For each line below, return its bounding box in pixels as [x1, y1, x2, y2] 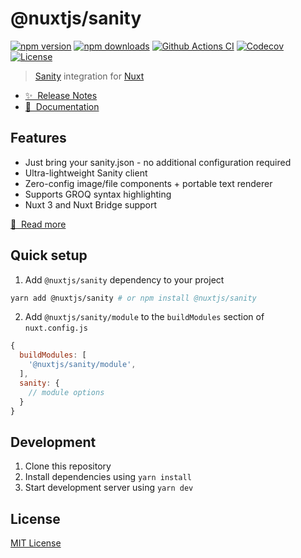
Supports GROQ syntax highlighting [24, 188, 172, 200]
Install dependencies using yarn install [24, 471, 192, 483]
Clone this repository [24, 460, 112, 472]
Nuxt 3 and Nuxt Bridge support [24, 198, 158, 211]
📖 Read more [10, 218, 67, 230]
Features [10, 130, 67, 147]
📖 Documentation [24, 100, 100, 112]
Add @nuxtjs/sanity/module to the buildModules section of [24, 311, 265, 323]
